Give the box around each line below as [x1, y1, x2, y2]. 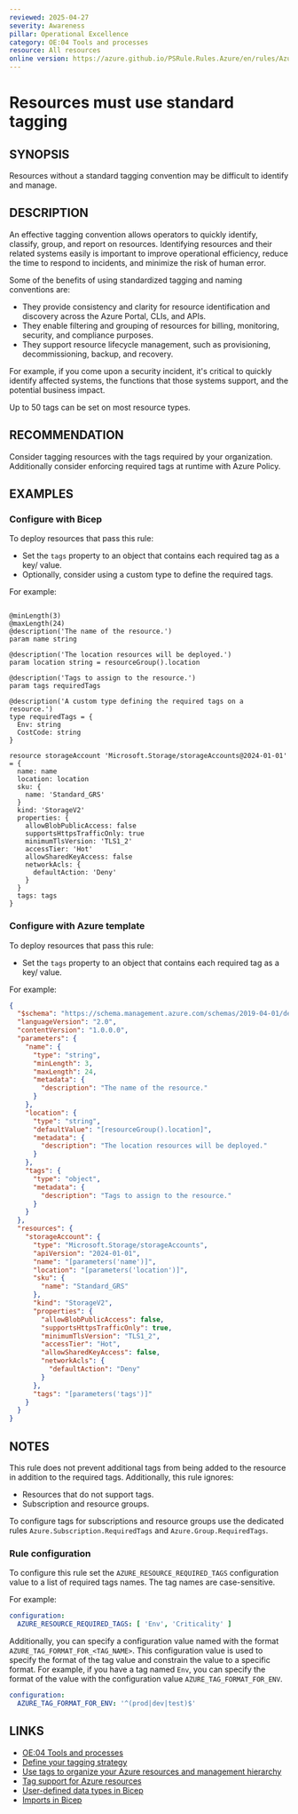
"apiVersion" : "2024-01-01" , [32, 1249, 141, 1258]
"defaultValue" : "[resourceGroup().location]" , [32, 1125, 213, 1134]
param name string [9, 635, 77, 644]
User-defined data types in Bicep [21, 1785, 144, 1795]
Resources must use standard [9, 92, 235, 113]
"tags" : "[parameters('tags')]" [32, 1389, 153, 1398]
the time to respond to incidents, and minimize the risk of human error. [9, 257, 266, 268]
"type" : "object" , [32, 1174, 101, 1183]
